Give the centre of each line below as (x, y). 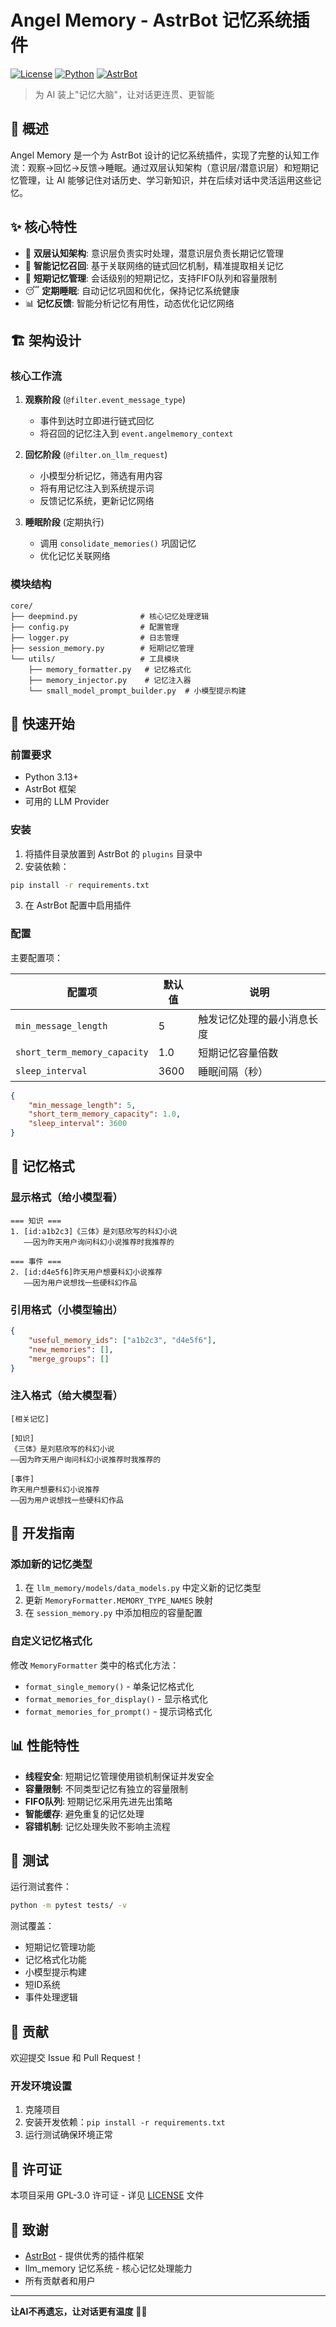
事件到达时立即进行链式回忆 (97, 421)
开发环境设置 (41, 2086)
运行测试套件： (41, 1887)
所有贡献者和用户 (60, 2280)
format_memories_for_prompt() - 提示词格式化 (118, 1711)
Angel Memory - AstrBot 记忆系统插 (160, 20)
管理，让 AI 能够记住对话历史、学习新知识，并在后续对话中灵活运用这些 (165, 180)
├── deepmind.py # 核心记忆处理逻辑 (110, 616)
